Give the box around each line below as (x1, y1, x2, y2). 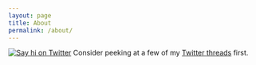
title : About (8, 19, 52, 27)
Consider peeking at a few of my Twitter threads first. (73, 48, 249, 58)
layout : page (8, 11, 52, 20)
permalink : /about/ (8, 26, 73, 34)
